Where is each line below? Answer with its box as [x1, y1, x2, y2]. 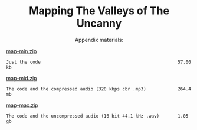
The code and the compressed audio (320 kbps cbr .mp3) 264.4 [6, 86, 192, 92]
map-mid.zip [6, 74, 37, 82]
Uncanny [76, 17, 122, 30]
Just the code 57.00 [6, 59, 192, 65]
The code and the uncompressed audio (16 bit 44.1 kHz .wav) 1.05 [6, 113, 189, 119]
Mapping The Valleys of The [28, 4, 170, 18]
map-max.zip [6, 102, 38, 109]
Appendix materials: [74, 36, 124, 43]
